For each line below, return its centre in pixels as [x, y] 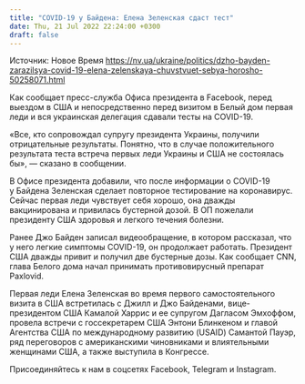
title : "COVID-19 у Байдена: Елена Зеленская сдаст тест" [122, 18]
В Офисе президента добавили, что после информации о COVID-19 [140, 181]
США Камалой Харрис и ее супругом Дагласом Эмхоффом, [180, 313]
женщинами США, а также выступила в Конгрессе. [109, 352]
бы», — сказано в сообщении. [68, 164]
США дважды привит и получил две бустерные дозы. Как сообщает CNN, [153, 257]
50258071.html [37, 80]
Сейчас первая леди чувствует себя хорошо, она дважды [122, 200]
